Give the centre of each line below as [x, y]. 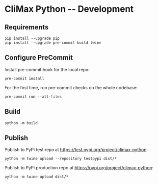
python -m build [21, 123]
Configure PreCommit [39, 58]
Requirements [26, 27]
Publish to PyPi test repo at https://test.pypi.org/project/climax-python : [76, 150]
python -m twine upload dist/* [37, 177]
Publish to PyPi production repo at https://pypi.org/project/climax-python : [79, 168]
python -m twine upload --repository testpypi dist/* [61, 159]
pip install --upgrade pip [32, 38]
